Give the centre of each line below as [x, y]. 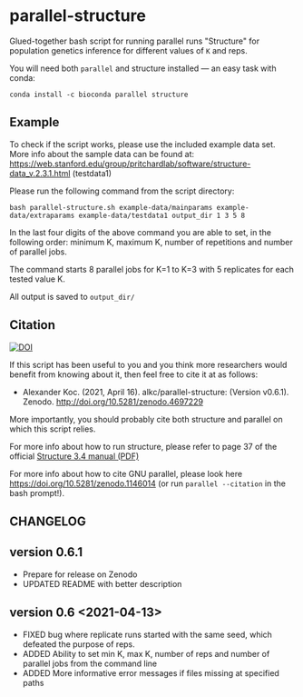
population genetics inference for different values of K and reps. [128, 50]
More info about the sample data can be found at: [102, 154]
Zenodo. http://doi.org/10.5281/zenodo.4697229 [113, 402]
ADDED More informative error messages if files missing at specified [151, 672]
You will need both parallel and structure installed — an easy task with [143, 68]
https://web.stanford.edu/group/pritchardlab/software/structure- [130, 164]
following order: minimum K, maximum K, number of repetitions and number [151, 242]
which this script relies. [53, 429]
